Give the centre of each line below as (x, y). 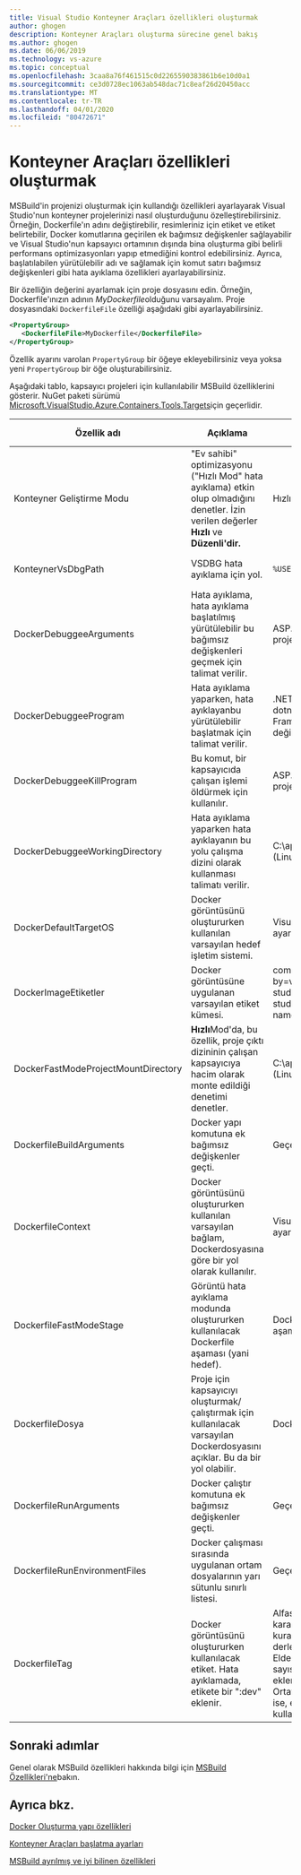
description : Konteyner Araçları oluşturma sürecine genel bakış (133, 34)
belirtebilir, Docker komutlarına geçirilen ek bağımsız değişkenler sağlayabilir (150, 235)
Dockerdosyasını (226, 1446)
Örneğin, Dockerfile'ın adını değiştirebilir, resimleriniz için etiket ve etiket (142, 225)
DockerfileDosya (49, 1423)
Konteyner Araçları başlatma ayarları (76, 1844)
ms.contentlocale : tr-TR (56, 101)
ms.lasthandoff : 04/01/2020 (62, 109)
